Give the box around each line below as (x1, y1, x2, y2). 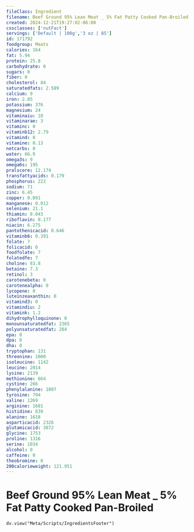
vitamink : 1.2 (6, 310, 41, 316)
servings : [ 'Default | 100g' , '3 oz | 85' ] (6, 31, 112, 37)
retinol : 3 (6, 272, 33, 277)
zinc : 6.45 (6, 189, 33, 195)
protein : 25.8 (6, 58, 41, 64)
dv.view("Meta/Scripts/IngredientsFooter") (6, 521, 115, 527)
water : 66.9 (6, 151, 35, 157)
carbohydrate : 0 (6, 63, 46, 70)
